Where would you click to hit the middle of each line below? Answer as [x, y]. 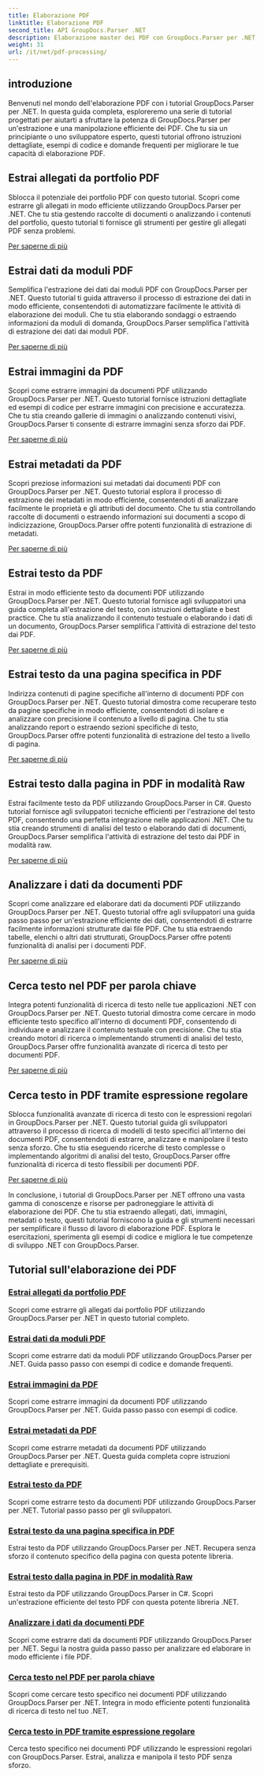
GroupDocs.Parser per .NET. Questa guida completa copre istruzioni [119, 1456]
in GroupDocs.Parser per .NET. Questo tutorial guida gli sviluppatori [118, 1122]
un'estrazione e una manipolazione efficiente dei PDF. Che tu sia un [118, 128]
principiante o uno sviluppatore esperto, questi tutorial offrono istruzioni [125, 136]
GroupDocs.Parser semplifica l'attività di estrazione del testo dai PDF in [124, 836]
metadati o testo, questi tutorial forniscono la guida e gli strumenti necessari [132, 1220]
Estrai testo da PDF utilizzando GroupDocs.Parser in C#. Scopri [111, 1594]
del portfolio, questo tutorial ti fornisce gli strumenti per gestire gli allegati [127, 222]
